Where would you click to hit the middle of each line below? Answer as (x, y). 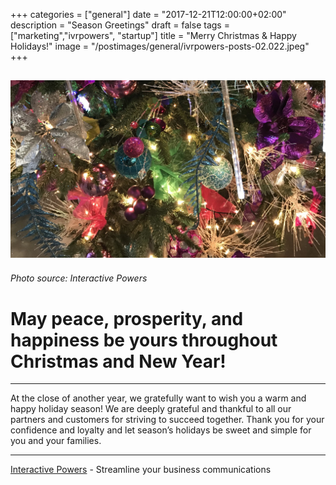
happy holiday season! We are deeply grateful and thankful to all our (151, 409)
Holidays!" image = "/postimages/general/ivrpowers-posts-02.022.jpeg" (160, 46)
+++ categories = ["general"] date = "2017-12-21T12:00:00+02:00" (148, 14)
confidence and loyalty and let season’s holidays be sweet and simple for (161, 430)
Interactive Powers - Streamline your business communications (141, 470)
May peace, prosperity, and (127, 318)
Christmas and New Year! (118, 361)
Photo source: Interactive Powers (79, 278)
